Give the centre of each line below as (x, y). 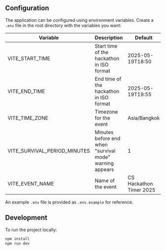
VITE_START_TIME (29, 58)
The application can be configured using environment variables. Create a (80, 20)
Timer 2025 (142, 189)
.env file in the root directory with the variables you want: (63, 25)
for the (102, 118)
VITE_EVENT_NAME (31, 184)
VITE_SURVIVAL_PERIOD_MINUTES (49, 151)
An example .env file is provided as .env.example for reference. (69, 202)
